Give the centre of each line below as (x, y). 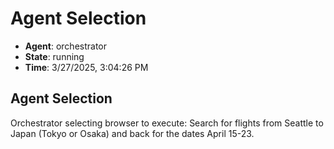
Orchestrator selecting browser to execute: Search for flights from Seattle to (167, 123)
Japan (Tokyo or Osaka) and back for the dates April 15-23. (132, 133)
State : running (54, 56)
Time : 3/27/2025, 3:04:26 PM (86, 67)
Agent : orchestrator (66, 46)
